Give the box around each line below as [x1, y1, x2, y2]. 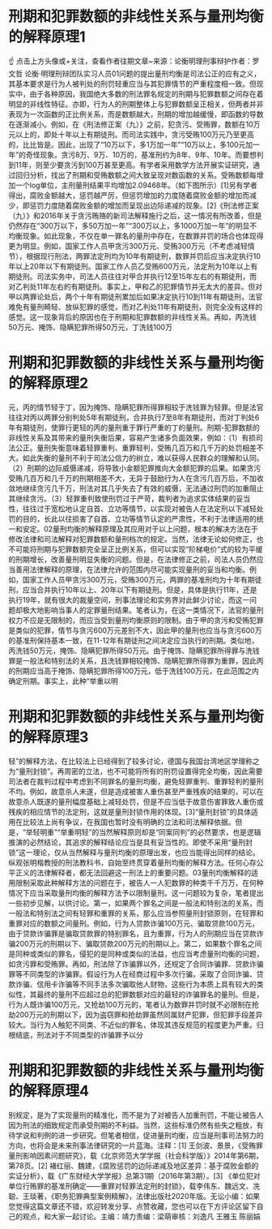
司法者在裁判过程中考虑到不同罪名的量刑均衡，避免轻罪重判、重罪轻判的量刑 [8, 776, 264, 786]
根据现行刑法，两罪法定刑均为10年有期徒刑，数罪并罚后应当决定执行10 [25, 251, 261, 260]
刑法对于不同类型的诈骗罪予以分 [36, 1029, 143, 1039]
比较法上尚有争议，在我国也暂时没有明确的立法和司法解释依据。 [22, 817, 236, 827]
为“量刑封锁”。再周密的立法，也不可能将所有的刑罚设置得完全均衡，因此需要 [8, 766, 263, 776]
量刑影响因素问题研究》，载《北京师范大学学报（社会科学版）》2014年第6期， [8, 1150, 263, 1160]
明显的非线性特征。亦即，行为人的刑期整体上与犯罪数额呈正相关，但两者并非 [8, 99, 264, 109]
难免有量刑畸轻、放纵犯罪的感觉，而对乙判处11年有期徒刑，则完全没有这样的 [8, 302, 263, 312]
